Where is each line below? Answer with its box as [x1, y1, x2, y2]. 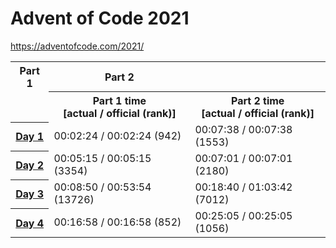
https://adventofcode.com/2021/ [10, 40, 145, 52]
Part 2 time [230, 94, 285, 108]
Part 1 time [92, 94, 147, 108]
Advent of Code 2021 [10, 7, 190, 30]
